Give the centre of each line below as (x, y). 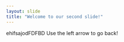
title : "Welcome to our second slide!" (55, 17)
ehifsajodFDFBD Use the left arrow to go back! (62, 33)
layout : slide (23, 11)
